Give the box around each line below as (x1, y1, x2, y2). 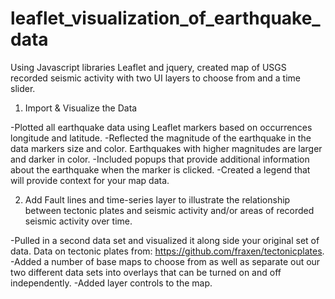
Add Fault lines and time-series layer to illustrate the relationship (24, 193, 291, 206)
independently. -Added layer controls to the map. (10, 277, 213, 289)
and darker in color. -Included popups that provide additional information (10, 153, 310, 165)
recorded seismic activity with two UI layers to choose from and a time (10, 72, 302, 84)
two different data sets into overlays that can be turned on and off (10, 266, 282, 278)
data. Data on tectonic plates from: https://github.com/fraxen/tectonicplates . (10, 245, 325, 257)
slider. (10, 82, 36, 94)
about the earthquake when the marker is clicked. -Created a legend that (10, 163, 311, 176)
